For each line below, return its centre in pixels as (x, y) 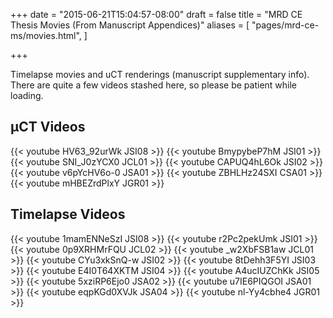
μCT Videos (48, 127)
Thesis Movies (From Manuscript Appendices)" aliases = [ (130, 25)
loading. (27, 95)
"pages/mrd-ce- (285, 25)
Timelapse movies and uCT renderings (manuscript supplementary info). (160, 74)
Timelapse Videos (68, 214)
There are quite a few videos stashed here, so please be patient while (154, 85)
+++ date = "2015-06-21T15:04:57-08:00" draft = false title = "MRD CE (156, 14)
